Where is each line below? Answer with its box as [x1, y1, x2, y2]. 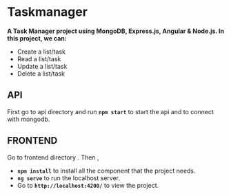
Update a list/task [17, 62, 68, 70]
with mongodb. [7, 115, 50, 123]
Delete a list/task [17, 69, 66, 78]
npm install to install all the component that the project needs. [17, 166, 196, 175]
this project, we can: [7, 34, 67, 42]
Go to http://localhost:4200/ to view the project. [17, 181, 159, 189]
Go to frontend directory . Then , [7, 153, 99, 162]
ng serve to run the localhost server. [17, 173, 121, 182]
